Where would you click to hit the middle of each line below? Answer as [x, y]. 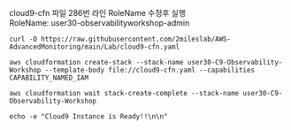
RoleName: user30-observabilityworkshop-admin [100, 23]
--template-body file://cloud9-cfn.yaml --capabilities [149, 70]
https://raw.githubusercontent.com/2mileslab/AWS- [136, 39]
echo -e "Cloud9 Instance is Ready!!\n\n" [88, 117]
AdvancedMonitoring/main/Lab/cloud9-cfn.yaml [94, 47]
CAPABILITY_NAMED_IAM [49, 78]
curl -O [23, 39]
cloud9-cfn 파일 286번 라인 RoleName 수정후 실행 [98, 13]
